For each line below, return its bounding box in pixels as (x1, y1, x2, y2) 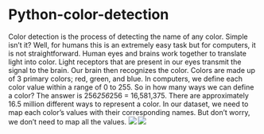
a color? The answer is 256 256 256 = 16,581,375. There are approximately (8, 90, 249, 100)
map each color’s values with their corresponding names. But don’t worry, (8, 107, 250, 117)
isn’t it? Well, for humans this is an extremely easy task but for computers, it (8, 40, 256, 49)
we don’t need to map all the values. (8, 117, 127, 126)
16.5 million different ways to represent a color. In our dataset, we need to (8, 99, 249, 109)
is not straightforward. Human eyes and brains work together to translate (8, 48, 247, 58)
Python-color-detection (8, 6, 169, 24)
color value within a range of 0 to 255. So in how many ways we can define (8, 82, 254, 92)
